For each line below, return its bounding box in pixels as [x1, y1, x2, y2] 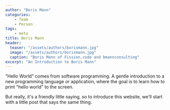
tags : [5, 26, 17, 31]
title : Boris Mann [5, 36, 44, 41]
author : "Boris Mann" [5, 7, 51, 13]
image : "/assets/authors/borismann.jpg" [10, 50, 96, 55]
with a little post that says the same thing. [5, 99, 92, 105]
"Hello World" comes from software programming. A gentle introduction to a [5, 73, 165, 79]
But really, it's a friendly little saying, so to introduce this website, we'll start [5, 94, 163, 100]
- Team [14, 17, 28, 22]
